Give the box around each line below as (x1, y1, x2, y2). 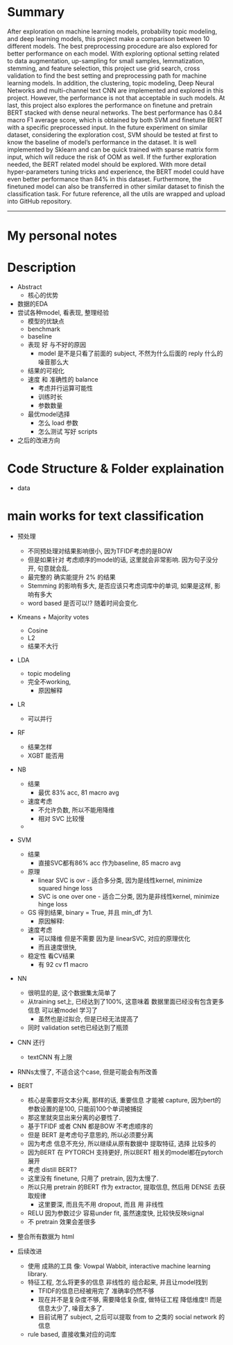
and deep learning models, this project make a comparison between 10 (7, 34, 210, 42)
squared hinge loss (37, 883, 93, 892)
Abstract (17, 283, 42, 291)
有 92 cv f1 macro (37, 960, 89, 968)
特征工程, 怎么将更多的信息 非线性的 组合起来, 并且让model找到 (27, 1278, 208, 1286)
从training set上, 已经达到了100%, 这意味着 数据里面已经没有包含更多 (27, 997, 225, 1005)
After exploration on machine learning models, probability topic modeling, (7, 27, 217, 35)
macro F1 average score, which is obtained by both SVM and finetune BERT (7, 115, 223, 124)
